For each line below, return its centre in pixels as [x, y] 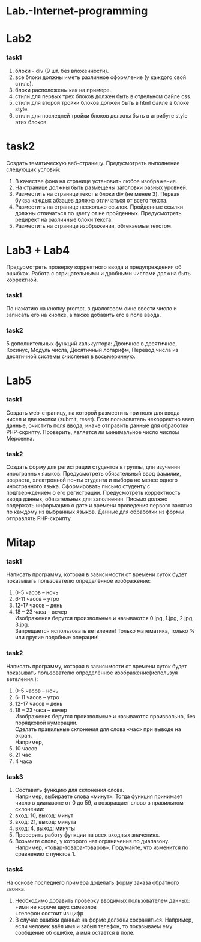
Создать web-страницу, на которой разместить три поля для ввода [93, 413]
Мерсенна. [20, 438]
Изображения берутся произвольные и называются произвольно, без [105, 716]
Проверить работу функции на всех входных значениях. [87, 835]
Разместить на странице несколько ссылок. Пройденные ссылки [99, 207]
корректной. [22, 280]
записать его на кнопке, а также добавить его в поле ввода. [84, 315]
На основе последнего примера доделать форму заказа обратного [93, 883]
